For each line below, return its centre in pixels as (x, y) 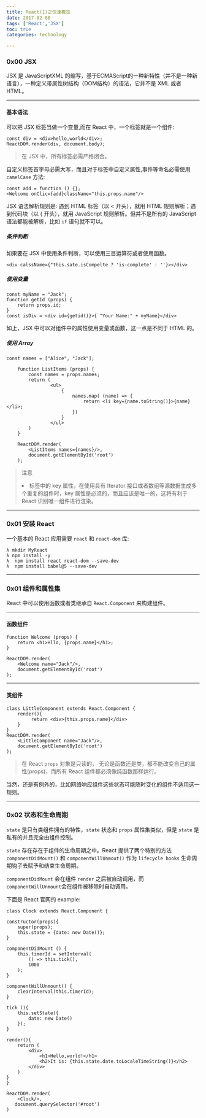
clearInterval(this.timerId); (56, 992)
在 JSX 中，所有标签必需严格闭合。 (66, 156)
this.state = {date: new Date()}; (61, 932)
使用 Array (20, 343)
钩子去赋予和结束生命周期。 (46, 865)
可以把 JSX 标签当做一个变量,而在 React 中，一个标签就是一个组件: (90, 127)
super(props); (35, 927)
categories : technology (37, 35)
